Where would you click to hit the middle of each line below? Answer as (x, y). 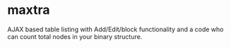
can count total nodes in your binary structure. (75, 36)
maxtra (29, 10)
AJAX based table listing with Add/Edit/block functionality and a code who (115, 29)
